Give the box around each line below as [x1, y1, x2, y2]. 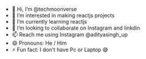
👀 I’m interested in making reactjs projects [11, 12, 115, 19]
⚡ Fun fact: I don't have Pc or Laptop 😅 [11, 46, 109, 53]
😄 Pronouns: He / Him [11, 40, 67, 47]
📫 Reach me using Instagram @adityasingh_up [11, 31, 128, 38]
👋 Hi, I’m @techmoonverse [11, 6, 77, 12]
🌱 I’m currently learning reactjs [11, 18, 87, 25]
